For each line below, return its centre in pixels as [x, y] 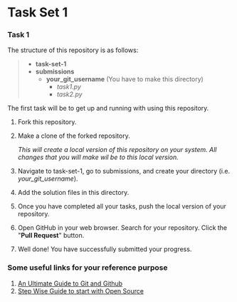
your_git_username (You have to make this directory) [125, 79]
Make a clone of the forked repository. [74, 136]
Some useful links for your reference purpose [88, 268]
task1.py [69, 87]
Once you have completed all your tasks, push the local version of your [122, 206]
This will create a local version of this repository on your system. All [117, 150]
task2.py [70, 94]
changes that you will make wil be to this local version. [98, 157]
